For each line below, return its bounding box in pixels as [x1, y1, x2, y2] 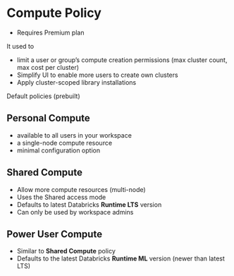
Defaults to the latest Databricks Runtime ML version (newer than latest [16, 254, 225, 263]
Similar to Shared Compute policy [16, 247, 116, 256]
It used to [6, 42, 35, 50]
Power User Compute [6, 228, 103, 240]
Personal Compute [6, 112, 90, 124]
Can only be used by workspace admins [16, 208, 134, 216]
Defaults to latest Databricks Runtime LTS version [16, 200, 162, 209]
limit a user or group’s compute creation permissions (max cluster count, [16, 55, 228, 64]
